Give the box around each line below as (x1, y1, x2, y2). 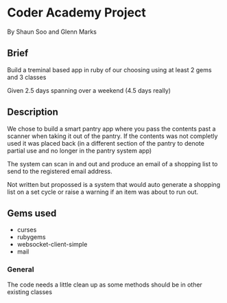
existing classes (7, 287, 53, 296)
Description (7, 106, 58, 118)
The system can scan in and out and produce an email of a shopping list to (7, 159, 218, 168)
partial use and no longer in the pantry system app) (7, 146, 152, 155)
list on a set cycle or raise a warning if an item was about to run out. (7, 188, 199, 196)
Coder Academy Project (7, 5, 146, 21)
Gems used (7, 207, 57, 219)
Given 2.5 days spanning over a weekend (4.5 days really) (7, 86, 171, 94)
